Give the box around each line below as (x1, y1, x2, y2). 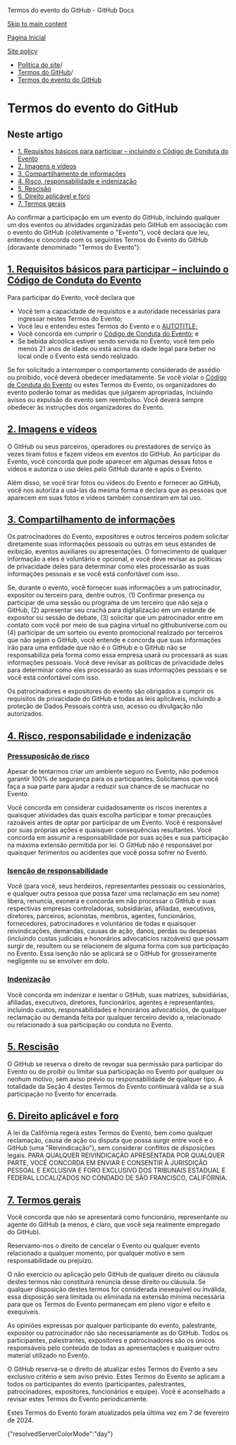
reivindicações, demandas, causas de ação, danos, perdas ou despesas (7, 927, 217, 935)
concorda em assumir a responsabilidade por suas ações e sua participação (7, 834, 229, 842)
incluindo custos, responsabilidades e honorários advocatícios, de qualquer (7, 1005, 227, 1014)
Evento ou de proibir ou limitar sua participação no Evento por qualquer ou (7, 1067, 224, 1075)
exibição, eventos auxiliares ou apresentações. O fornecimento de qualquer (7, 547, 227, 556)
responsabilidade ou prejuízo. (7, 1257, 94, 1265)
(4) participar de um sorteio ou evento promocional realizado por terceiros (7, 628, 223, 637)
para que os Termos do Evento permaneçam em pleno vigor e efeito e (7, 1300, 211, 1309)
